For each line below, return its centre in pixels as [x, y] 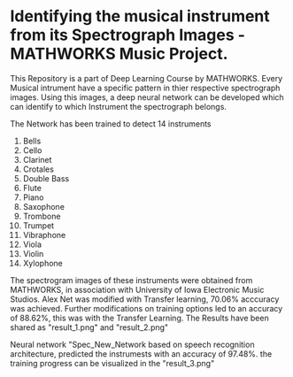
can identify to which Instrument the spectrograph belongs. [118, 106]
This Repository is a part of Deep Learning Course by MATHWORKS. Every [146, 78]
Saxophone [44, 206]
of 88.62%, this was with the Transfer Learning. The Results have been [139, 318]
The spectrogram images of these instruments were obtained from [131, 280]
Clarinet [37, 159]
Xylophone [42, 263]
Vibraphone [44, 235]
